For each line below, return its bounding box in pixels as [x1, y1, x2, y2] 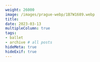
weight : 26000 [5, 7, 35, 12]
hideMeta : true [5, 44, 37, 49]
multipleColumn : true [5, 26, 50, 31]
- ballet [5, 35, 23, 40]
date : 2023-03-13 [5, 21, 41, 26]
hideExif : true [5, 49, 37, 54]
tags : [5, 30, 16, 35]
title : [5, 16, 19, 21]
